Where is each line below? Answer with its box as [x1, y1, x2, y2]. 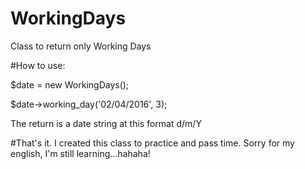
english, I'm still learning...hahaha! [10, 147, 151, 159]
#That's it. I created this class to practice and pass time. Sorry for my [10, 137, 295, 149]
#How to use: [10, 59, 66, 71]
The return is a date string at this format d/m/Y [10, 117, 202, 129]
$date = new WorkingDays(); [10, 78, 130, 91]
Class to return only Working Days [10, 40, 152, 52]
